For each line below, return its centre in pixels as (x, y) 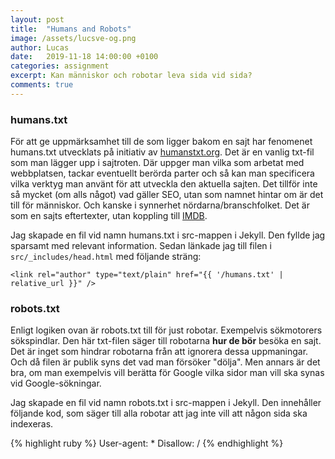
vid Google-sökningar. (56, 383)
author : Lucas (40, 47)
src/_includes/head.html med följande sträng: (106, 257)
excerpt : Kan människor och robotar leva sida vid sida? (131, 76)
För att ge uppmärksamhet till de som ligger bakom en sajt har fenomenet (161, 142)
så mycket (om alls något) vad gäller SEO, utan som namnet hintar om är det (167, 195)
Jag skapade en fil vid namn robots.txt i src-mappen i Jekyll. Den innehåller (166, 403)
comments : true (42, 85)
